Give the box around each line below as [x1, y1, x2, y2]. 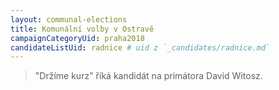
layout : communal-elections [10, 14, 128, 25]
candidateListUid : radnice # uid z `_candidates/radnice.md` [10, 42, 271, 53]
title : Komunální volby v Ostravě [10, 24, 155, 34]
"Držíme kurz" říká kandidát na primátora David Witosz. [34, 70, 263, 82]
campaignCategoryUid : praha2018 [10, 33, 145, 43]
